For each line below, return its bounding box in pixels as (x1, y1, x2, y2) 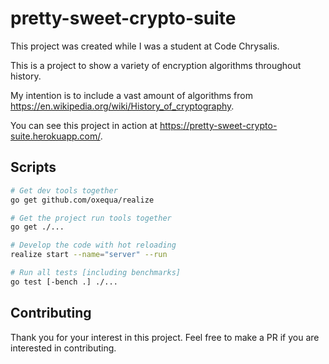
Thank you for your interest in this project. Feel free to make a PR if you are (10, 331, 320, 343)
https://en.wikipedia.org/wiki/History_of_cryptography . (10, 100, 235, 112)
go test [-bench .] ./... (10, 277, 118, 287)
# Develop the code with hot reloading (10, 240, 177, 251)
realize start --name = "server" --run (10, 250, 168, 260)
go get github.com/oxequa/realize (10, 195, 155, 205)
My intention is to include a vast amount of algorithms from (10, 89, 253, 101)
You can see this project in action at (10, 119, 158, 131)
